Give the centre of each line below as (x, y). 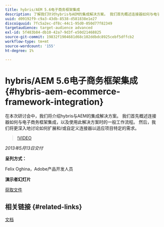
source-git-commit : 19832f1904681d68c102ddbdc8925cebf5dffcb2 (70, 37)
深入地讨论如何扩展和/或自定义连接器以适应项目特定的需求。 (79, 128)
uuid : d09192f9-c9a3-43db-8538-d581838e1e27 (51, 19)
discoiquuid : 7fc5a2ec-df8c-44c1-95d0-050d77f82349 (59, 23)
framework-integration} (54, 102)
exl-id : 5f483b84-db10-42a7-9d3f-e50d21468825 (53, 32)
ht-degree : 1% (20, 50)
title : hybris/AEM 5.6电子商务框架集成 (43, 10)
